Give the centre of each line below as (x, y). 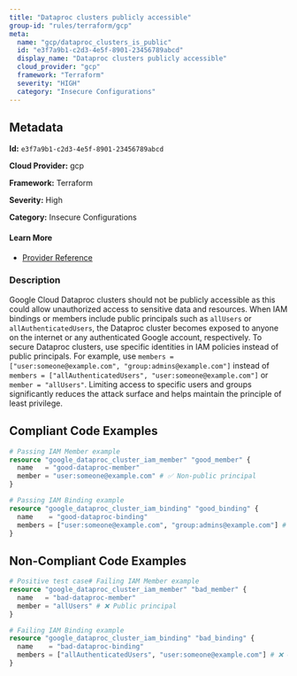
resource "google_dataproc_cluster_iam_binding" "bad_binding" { (132, 639)
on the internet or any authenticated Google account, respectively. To (136, 337)
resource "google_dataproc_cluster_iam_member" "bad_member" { (128, 590)
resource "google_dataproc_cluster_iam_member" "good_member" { (130, 460)
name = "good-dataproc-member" (79, 468)
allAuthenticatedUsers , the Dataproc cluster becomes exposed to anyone (144, 328)
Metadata (36, 127)
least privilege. (36, 403)
